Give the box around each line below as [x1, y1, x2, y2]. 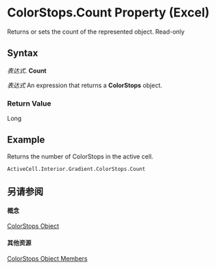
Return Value [7, 98, 51, 108]
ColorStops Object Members [7, 254, 88, 262]
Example [7, 134, 45, 145]
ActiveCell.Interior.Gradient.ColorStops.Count [7, 165, 146, 172]
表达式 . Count [7, 67, 47, 75]
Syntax [7, 47, 38, 59]
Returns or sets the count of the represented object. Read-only [7, 27, 185, 36]
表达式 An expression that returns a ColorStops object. [7, 81, 163, 89]
